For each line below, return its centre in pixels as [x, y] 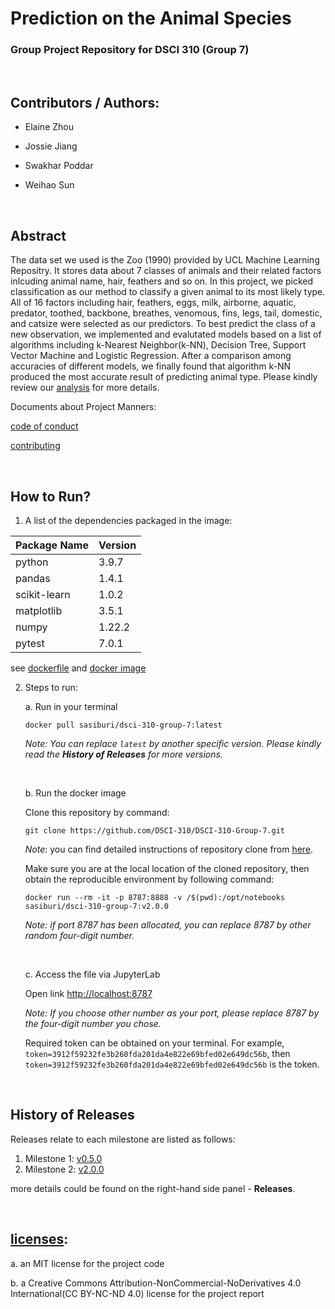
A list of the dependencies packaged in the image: [128, 520]
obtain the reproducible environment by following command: [149, 879]
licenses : [39, 1239]
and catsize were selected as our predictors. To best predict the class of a [163, 324]
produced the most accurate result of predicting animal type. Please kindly [164, 377]
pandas [33, 578]
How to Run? [51, 496]
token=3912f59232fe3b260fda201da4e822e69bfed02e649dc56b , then [157, 1053]
